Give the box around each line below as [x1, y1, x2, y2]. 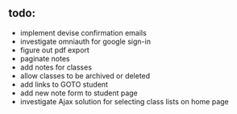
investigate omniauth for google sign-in [19, 36, 152, 46]
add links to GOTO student [19, 79, 109, 89]
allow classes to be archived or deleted [19, 70, 151, 80]
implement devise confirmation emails [19, 27, 147, 37]
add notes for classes [19, 62, 93, 72]
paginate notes [19, 53, 70, 63]
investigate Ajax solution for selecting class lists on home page [19, 96, 229, 106]
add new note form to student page [19, 88, 139, 98]
